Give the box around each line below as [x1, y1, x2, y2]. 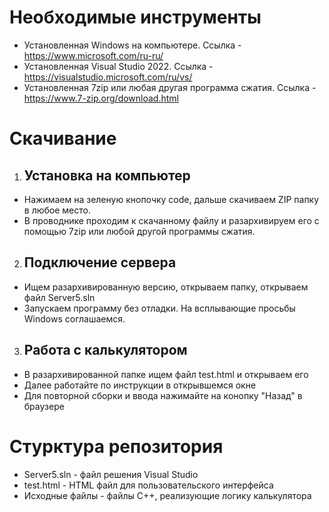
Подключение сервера [23, 254, 177, 271]
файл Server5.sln [23, 291, 96, 303]
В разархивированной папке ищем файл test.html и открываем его [23, 368, 309, 380]
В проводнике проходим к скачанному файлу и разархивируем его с [23, 214, 320, 226]
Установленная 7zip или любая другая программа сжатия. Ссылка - [23, 81, 317, 93]
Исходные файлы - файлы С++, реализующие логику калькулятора [23, 489, 312, 501]
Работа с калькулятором [23, 342, 188, 359]
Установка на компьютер [23, 167, 191, 184]
